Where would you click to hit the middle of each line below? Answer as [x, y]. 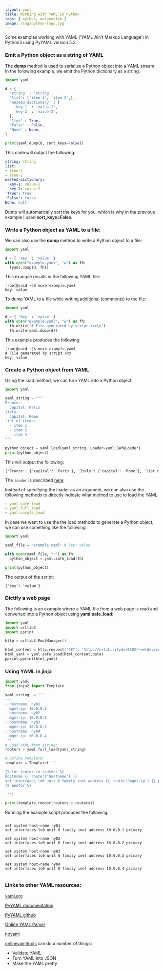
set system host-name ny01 [33, 826]
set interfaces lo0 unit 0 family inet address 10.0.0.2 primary [73, 843]
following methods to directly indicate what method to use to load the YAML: [82, 495]
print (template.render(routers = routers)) [50, 803]
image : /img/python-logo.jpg [35, 23]
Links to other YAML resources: [43, 885]
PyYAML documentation [29, 905]
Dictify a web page [28, 598]
